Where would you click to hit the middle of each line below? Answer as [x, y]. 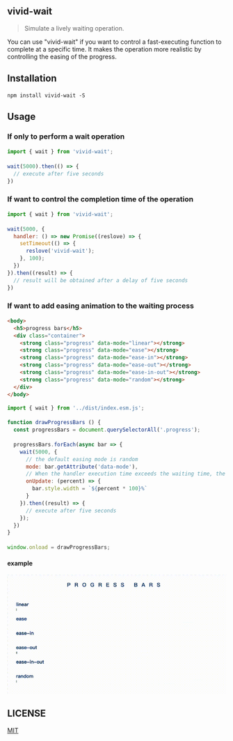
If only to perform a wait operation [66, 136]
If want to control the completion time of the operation [100, 199]
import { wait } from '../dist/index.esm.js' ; [76, 408]
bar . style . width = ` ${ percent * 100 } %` [90, 489]
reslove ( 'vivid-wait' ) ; [60, 251]
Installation [32, 78]
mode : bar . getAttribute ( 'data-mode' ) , [82, 467]
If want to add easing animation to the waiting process [101, 306]
